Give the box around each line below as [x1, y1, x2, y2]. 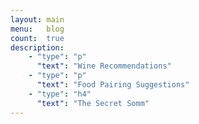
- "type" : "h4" [28, 89, 92, 99]
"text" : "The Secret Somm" [36, 98, 150, 108]
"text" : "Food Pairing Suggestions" [36, 80, 190, 90]
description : [10, 42, 65, 53]
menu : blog [10, 24, 65, 34]
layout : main [10, 14, 65, 25]
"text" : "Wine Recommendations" [36, 61, 172, 71]
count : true [10, 33, 65, 43]
